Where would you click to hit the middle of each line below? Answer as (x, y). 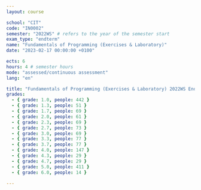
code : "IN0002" (25, 28)
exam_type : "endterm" (33, 40)
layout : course (25, 12)
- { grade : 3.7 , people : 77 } (49, 144)
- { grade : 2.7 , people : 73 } (49, 128)
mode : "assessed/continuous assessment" (57, 73)
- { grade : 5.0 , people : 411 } (51, 167)
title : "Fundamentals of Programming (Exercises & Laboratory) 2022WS (96, 89)
